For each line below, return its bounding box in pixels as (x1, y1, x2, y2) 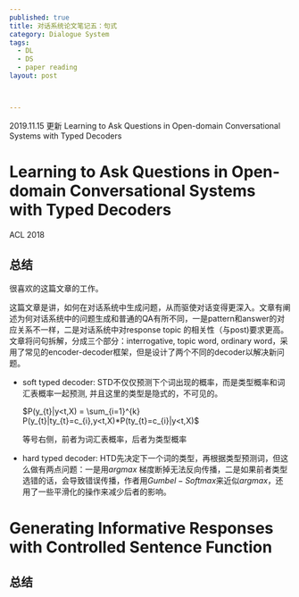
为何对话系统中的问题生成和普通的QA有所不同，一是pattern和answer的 (16, 313, 278, 324)
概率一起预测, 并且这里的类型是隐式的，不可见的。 (37, 388, 223, 399)
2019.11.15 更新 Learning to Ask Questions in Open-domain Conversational (9, 120, 281, 130)
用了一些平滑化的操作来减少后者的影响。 (21, 486, 171, 497)
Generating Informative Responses (9, 517, 274, 538)
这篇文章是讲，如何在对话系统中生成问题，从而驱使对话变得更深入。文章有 (9, 301, 283, 313)
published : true (9, 13, 70, 22)
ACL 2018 (9, 229, 45, 240)
